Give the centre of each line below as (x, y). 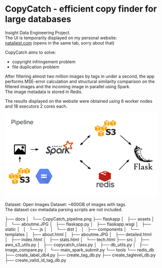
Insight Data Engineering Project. (38, 32)
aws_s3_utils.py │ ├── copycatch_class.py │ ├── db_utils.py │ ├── (77, 245)
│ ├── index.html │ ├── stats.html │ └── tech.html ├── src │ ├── (77, 240)
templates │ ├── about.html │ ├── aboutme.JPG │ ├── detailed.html (78, 235)
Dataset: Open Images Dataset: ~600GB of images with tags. (66, 205)
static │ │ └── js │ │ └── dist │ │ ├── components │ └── (72, 229)
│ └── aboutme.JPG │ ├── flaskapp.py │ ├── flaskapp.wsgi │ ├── (78, 224)
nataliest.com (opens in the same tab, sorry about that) (60, 43)
